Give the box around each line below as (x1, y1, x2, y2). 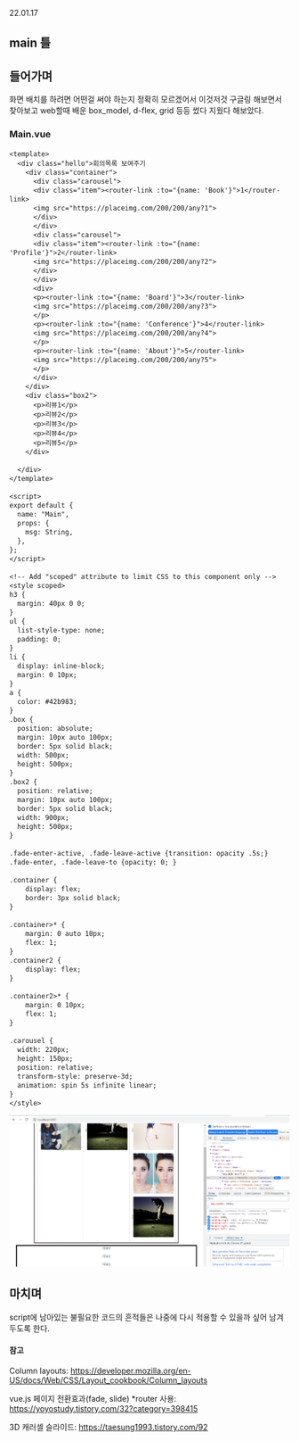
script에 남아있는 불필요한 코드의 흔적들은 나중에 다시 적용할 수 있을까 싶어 (9, 1312, 268, 1322)
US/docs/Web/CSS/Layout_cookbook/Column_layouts (9, 1374, 208, 1386)
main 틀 (9, 36, 52, 51)
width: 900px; (17, 813, 69, 822)
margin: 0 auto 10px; (25, 929, 105, 938)
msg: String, (25, 527, 74, 536)
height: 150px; (17, 1054, 74, 1063)
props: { (17, 518, 50, 527)
